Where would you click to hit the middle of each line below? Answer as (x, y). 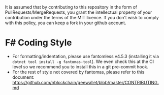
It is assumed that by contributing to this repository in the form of (71, 7)
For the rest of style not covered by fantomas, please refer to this (78, 72)
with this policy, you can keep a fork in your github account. (66, 23)
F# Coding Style (39, 43)
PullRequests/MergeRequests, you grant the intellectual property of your (79, 12)
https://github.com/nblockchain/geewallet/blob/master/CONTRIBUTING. (85, 82)
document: (23, 77)
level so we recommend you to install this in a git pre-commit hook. (80, 66)
